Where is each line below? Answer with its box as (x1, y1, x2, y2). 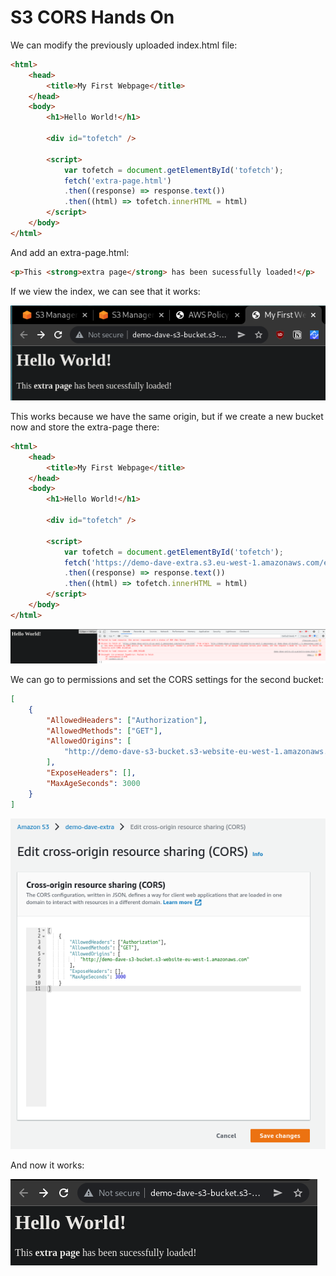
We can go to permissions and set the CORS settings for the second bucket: (10, 673, 324, 685)
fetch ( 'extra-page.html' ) (63, 176, 172, 186)
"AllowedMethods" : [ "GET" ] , (46, 726, 163, 736)
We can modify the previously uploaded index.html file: (10, 39, 238, 51)
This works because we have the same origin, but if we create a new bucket (10, 410, 324, 422)
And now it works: (10, 1159, 85, 1171)
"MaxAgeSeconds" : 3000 (46, 778, 141, 788)
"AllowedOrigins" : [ (46, 736, 132, 746)
